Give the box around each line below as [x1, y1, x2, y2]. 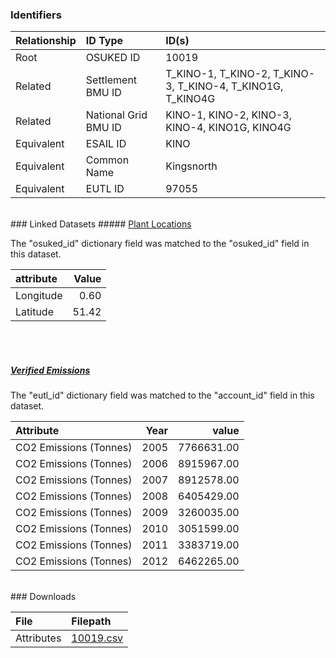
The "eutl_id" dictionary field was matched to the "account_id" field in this [10, 389, 315, 402]
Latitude [15, 305, 54, 319]
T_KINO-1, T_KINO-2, [165, 67, 271, 81]
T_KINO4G [165, 92, 216, 106]
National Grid [85, 108, 148, 122]
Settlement [85, 73, 138, 87]
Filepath [71, 614, 112, 628]
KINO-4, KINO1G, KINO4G [165, 121, 292, 135]
